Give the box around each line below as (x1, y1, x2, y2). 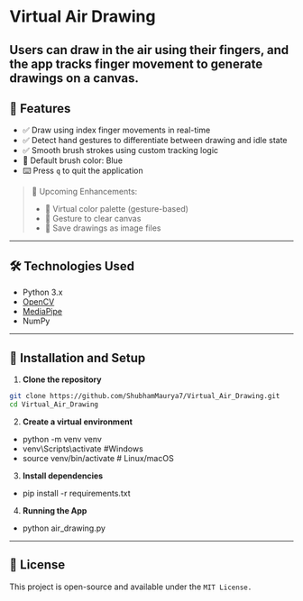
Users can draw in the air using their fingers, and (9, 42, 289, 58)
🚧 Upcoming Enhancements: (31, 187, 138, 197)
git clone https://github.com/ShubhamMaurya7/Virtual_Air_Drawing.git (9, 392, 280, 401)
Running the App (22, 505, 87, 515)
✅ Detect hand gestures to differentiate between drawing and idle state (22, 135, 288, 146)
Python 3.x (22, 287, 63, 298)
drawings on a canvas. (9, 70, 140, 86)
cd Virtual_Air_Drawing (9, 399, 99, 409)
